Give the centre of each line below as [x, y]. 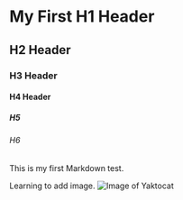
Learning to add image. [53, 186]
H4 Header [30, 97]
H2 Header [40, 50]
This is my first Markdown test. [67, 168]
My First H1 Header [82, 17]
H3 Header [34, 76]
